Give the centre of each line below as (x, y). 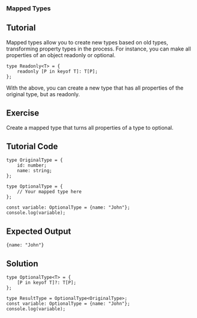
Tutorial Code (32, 146)
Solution (22, 264)
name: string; (35, 171)
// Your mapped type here (50, 192)
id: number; (32, 166)
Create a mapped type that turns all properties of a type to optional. (90, 127)
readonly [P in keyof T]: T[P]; (57, 71)
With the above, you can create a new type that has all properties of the (95, 88)
